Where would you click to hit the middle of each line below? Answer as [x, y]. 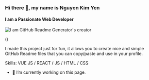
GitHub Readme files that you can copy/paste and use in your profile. [74, 54]
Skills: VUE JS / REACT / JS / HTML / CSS [47, 63]
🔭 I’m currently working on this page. [49, 72]
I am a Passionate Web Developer [39, 19]
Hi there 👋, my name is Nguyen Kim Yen [52, 8]
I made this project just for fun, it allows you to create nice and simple [74, 49]
